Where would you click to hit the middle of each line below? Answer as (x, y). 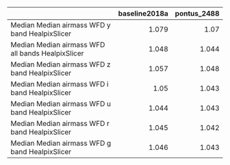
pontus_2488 (197, 13)
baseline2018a (143, 13)
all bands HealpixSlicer (47, 53)
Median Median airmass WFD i (60, 84)
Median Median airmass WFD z (61, 64)
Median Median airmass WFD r (60, 124)
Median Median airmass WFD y (61, 25)
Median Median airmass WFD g (61, 143)
